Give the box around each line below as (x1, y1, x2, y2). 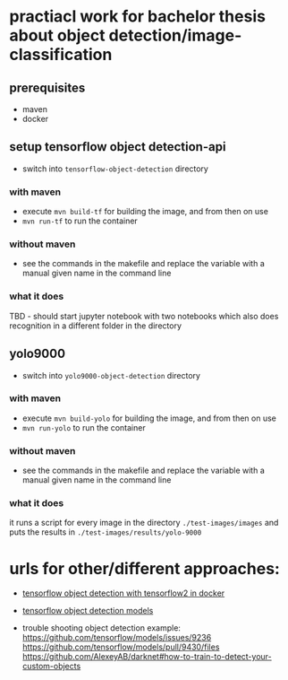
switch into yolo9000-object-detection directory (21, 370, 201, 380)
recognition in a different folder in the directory (9, 320, 182, 331)
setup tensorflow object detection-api (9, 139, 226, 154)
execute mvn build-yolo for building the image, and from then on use (21, 413, 277, 423)
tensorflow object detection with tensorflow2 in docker (21, 588, 225, 598)
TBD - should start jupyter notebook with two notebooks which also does (9, 310, 279, 321)
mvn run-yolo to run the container (21, 422, 146, 432)
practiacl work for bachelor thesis (9, 6, 267, 27)
